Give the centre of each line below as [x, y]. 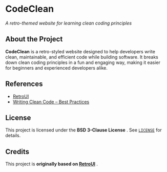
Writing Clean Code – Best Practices [51, 102]
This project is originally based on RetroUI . [52, 164]
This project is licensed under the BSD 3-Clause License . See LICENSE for [84, 130]
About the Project [34, 39]
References [24, 84]
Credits [17, 152]
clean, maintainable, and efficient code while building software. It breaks [82, 57]
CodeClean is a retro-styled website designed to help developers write [80, 51]
